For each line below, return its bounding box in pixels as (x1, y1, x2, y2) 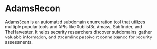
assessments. (5, 39, 33, 45)
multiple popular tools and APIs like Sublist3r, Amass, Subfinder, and (5, 24, 142, 29)
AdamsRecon (5, 3, 61, 14)
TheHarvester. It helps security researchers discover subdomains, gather (5, 29, 152, 35)
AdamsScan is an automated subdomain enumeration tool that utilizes (5, 19, 145, 24)
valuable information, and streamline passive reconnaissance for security (5, 34, 153, 40)
